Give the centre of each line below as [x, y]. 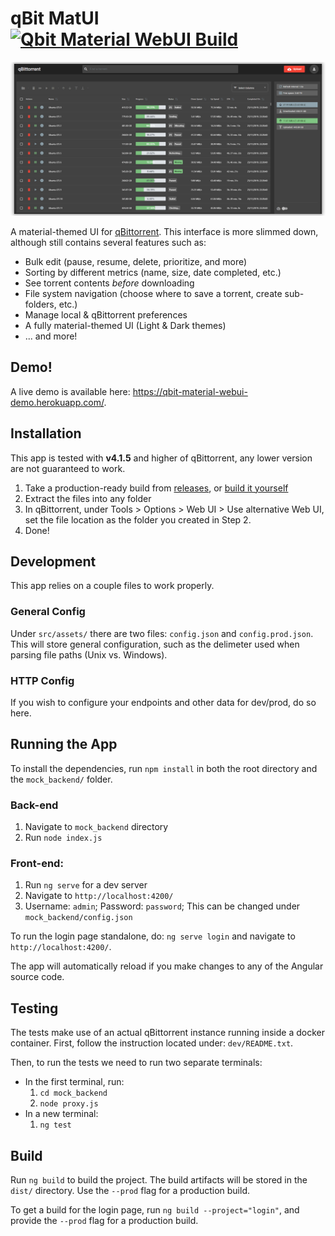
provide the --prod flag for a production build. [104, 1221]
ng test [55, 1125]
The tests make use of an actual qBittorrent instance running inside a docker [167, 1033]
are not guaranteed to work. [68, 468]
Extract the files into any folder [88, 498]
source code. [37, 977]
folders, [40, 304]
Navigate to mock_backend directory [96, 827]
